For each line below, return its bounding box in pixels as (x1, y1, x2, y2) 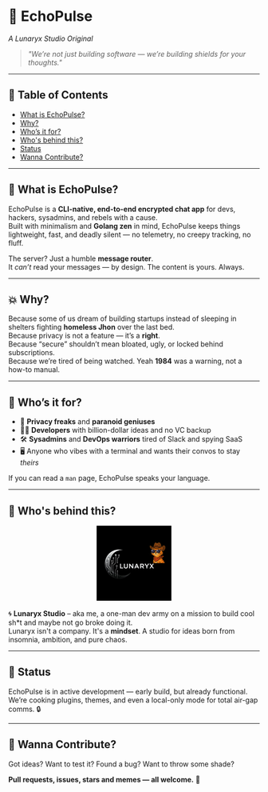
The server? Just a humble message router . (8, 254, 154, 263)
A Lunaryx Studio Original (8, 34, 93, 43)
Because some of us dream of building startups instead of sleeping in (8, 314, 237, 323)
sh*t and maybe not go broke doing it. (8, 618, 133, 627)
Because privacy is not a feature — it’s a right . (8, 331, 161, 341)
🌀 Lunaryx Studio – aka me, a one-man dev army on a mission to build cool (8, 609, 255, 618)
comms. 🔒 (8, 704, 41, 714)
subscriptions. (8, 348, 56, 358)
